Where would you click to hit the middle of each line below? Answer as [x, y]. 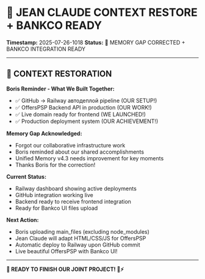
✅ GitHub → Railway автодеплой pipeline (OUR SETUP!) [86, 100]
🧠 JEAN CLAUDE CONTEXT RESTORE [102, 13]
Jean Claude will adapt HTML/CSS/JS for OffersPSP [81, 238]
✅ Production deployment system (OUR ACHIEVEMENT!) [87, 121]
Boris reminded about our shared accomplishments [80, 152]
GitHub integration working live [54, 195]
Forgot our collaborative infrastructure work [70, 145]
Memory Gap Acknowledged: [44, 133]
